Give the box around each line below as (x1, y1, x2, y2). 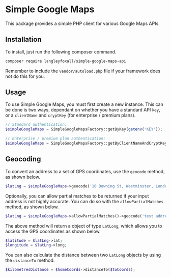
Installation (5, 35, 42, 44)
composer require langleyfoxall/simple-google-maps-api (5, 59, 126, 64)
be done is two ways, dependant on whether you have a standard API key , (5, 107, 160, 113)
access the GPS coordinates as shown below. (5, 228, 101, 234)
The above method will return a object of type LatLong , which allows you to (5, 223, 162, 229)
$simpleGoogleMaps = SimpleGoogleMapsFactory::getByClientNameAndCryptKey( (5, 141, 169, 146)
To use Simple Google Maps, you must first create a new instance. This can (5, 101, 164, 107)
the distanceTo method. (5, 257, 55, 263)
